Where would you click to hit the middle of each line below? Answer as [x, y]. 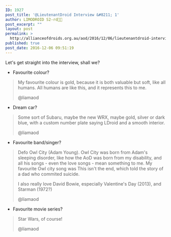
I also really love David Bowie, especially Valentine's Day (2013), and [90, 183]
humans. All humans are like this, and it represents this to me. [82, 88]
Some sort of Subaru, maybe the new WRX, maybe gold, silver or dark [91, 117]
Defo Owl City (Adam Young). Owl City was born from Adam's [83, 152]
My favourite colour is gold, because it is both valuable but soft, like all [92, 82]
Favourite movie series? [37, 209]
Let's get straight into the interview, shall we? [53, 62]
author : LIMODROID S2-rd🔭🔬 [34, 19]
